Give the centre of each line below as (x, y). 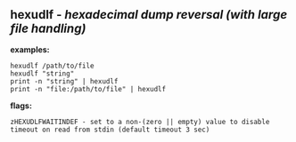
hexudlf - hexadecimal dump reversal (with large (149, 15)
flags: (21, 106)
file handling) (48, 28)
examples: (30, 50)
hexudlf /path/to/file (52, 66)
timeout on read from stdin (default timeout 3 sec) (110, 130)
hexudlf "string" (42, 74)
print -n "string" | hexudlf (64, 82)
